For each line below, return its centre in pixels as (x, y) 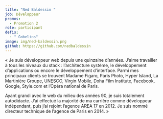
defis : (12, 32)
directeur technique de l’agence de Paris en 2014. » (57, 111)
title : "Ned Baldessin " (30, 10)
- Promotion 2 (24, 23)
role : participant (24, 28)
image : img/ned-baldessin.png (36, 42)
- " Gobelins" (24, 37)
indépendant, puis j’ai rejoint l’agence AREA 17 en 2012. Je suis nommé (77, 106)
